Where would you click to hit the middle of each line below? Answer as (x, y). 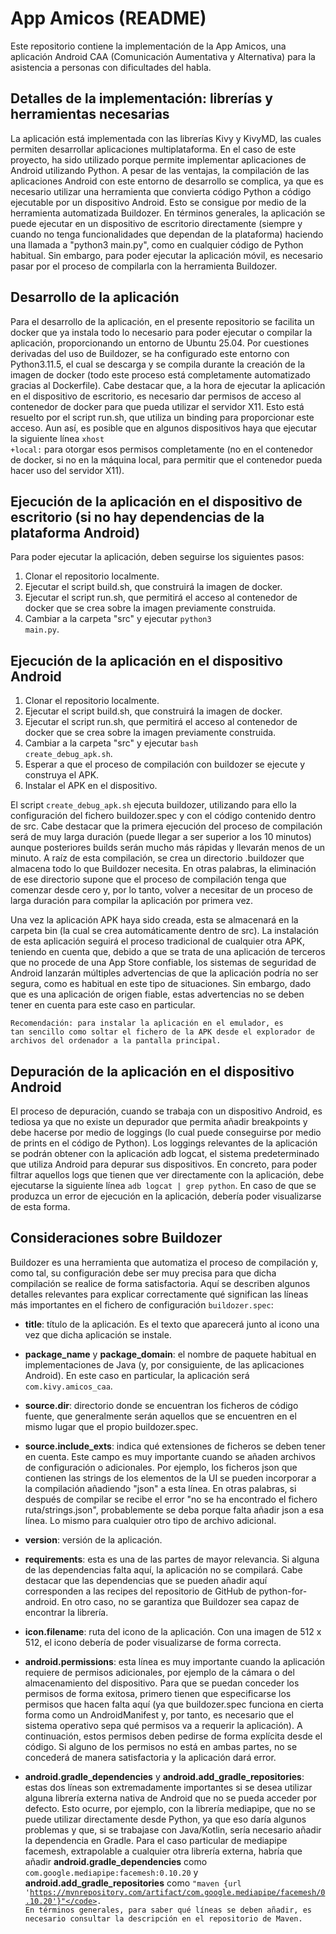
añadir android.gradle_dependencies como (116, 1861)
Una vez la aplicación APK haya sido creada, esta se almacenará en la (154, 920)
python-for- (283, 1591)
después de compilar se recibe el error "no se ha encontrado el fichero (171, 1499)
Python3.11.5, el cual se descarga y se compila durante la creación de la (158, 364)
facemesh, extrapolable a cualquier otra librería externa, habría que (163, 1851)
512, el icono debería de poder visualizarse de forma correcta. (153, 1642)
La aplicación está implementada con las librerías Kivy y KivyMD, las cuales (166, 138)
